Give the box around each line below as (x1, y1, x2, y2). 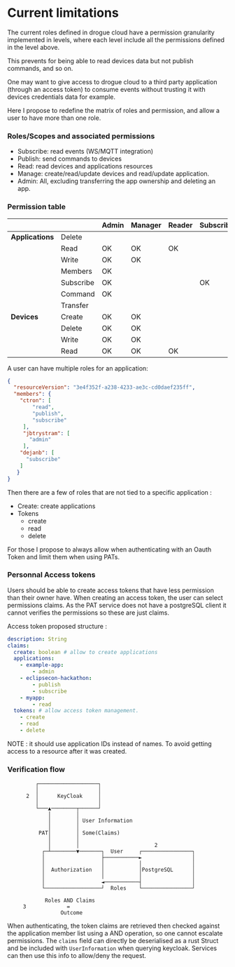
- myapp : (20, 694, 45, 701)
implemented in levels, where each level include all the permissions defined (7, 35, 225, 44)
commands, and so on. (7, 64, 73, 72)
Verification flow (7, 764, 65, 774)
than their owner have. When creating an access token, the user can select (7, 593, 224, 601)
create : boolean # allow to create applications (13, 648, 158, 655)
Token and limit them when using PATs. (7, 552, 120, 561)
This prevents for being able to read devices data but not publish (7, 56, 194, 65)
